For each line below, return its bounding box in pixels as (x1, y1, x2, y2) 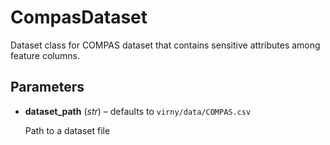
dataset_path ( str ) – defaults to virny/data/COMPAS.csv (24, 105, 252, 117)
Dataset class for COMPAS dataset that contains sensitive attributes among (10, 39, 321, 51)
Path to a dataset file (24, 124, 111, 136)
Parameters (10, 79, 85, 96)
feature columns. (10, 49, 80, 61)
